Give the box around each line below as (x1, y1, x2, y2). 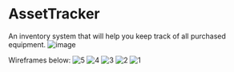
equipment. (8, 39, 46, 49)
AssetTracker (8, 5, 100, 23)
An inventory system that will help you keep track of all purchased (8, 31, 227, 41)
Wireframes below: (8, 55, 71, 65)
